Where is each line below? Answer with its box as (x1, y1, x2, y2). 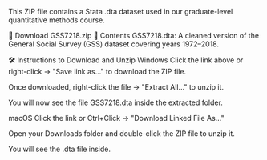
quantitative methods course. (8, 15, 106, 25)
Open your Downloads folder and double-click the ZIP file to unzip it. (8, 129, 235, 138)
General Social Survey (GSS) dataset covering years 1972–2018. (8, 39, 219, 49)
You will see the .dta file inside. (8, 144, 111, 154)
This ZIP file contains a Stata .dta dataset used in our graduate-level (8, 7, 233, 16)
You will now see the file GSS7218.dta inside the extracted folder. (8, 98, 223, 107)
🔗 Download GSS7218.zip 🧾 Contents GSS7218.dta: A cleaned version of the (8, 31, 259, 40)
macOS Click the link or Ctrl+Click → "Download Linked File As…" (8, 114, 225, 122)
